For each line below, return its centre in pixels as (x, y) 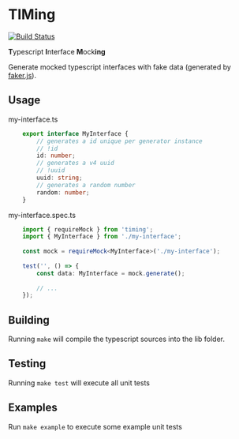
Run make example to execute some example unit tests (95, 426)
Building (29, 320)
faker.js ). (22, 75)
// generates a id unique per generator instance (119, 141)
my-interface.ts (33, 119)
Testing (27, 364)
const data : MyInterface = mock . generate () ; (111, 273)
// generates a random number (86, 185)
